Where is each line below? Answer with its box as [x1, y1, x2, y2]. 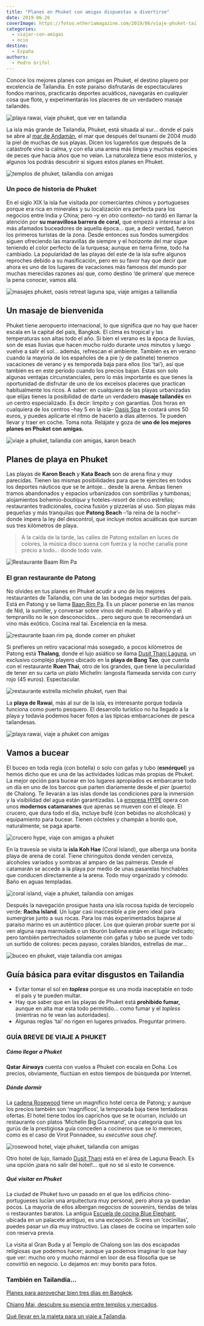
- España [12, 49, 34, 55]
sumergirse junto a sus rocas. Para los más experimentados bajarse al [6, 914, 182, 921]
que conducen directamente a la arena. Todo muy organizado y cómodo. [6, 871, 189, 878]
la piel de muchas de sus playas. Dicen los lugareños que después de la [6, 138, 186, 146]
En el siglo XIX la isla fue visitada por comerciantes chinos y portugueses [6, 199, 189, 206]
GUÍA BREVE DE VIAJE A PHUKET [6, 1033, 107, 1042]
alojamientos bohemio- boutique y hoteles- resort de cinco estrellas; [6, 496, 175, 504]
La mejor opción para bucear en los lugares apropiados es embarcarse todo [6, 777, 197, 784]
